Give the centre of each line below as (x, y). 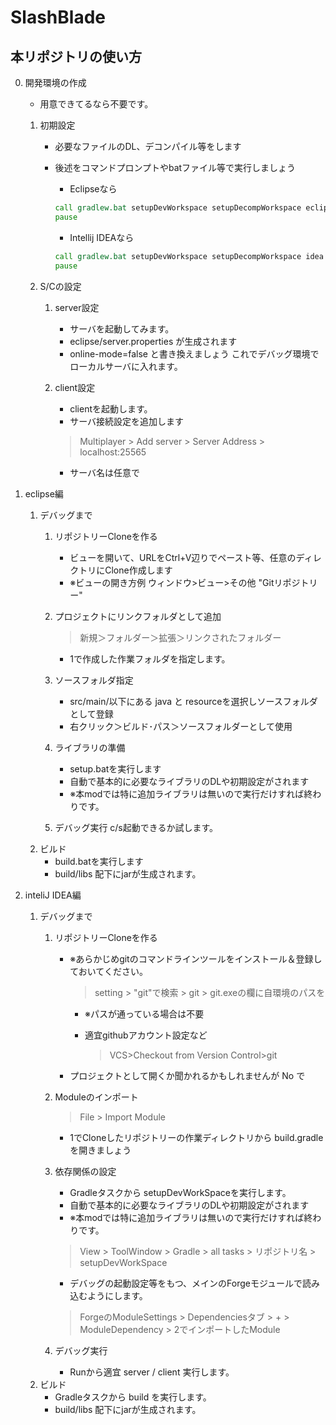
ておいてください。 (108, 971)
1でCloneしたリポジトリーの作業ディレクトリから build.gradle (196, 1137)
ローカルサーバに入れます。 (126, 366)
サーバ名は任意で (105, 472)
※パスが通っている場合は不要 (144, 1013)
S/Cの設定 (60, 286)
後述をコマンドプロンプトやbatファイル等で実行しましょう (175, 167)
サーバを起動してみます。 (122, 328)
